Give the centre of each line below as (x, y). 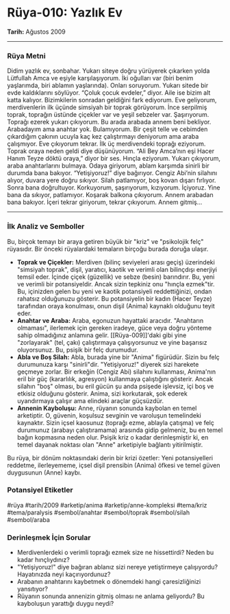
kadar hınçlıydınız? (43, 560)
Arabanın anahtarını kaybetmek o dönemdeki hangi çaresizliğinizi (109, 582)
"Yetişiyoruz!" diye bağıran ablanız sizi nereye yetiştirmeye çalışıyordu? (117, 567)
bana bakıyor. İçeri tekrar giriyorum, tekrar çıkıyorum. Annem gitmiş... (105, 202)
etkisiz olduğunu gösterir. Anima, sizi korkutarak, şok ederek (102, 394)
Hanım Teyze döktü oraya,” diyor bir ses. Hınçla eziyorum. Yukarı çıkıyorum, (114, 159)
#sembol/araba (28, 519)
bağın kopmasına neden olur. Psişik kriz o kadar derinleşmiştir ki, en (113, 437)
